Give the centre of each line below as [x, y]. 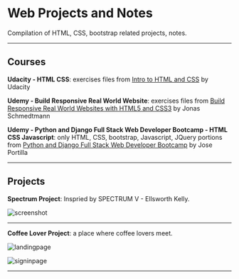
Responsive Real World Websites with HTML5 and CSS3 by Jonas [104, 108]
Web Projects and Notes [80, 13]
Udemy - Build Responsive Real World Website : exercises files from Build [116, 101]
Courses [27, 62]
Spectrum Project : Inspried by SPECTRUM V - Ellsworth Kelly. [99, 198]
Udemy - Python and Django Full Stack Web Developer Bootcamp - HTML [117, 129]
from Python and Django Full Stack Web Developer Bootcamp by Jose [110, 145]
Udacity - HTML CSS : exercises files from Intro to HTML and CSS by [108, 79]
